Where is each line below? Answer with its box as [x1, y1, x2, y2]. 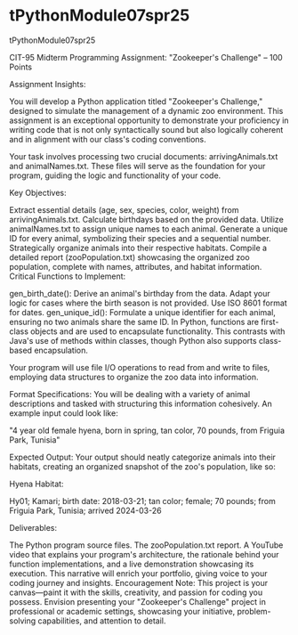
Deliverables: [9, 522, 58, 533]
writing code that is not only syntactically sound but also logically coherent [9, 124, 284, 134]
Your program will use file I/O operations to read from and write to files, [9, 362, 270, 372]
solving [9, 615, 36, 626]
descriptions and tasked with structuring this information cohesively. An [9, 398, 273, 409]
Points [9, 61, 33, 72]
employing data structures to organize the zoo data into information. [9, 371, 259, 382]
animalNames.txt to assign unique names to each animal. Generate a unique [9, 224, 288, 234]
